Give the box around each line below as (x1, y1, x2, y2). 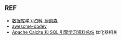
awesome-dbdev (11, 23, 47, 29)
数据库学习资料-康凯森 (11, 17, 58, 24)
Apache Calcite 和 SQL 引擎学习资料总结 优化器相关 (11, 29, 118, 35)
